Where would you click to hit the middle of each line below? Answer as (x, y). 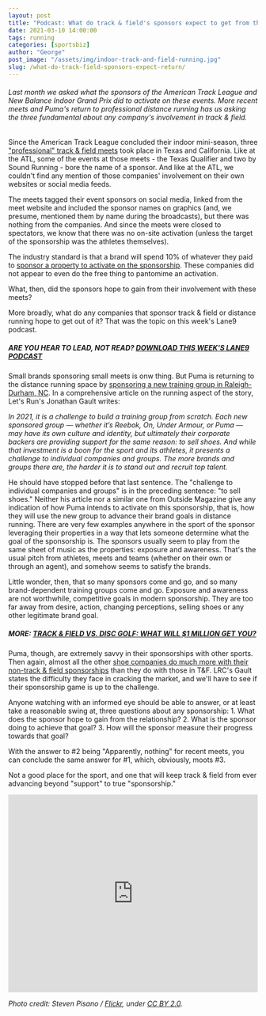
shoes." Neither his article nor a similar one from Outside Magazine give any (132, 499)
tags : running (32, 38)
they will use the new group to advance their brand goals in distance (120, 516)
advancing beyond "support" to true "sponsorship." (92, 783)
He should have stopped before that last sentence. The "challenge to (121, 482)
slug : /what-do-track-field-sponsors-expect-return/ (97, 67)
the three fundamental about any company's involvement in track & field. (128, 118)
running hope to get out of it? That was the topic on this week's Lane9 (123, 320)
